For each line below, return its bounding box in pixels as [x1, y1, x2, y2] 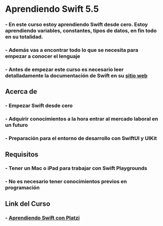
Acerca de [5, 87, 37, 96]
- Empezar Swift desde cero [5, 102, 73, 109]
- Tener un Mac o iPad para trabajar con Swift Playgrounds [5, 165, 148, 172]
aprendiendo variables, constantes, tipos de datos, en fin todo [5, 27, 157, 34]
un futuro [5, 122, 28, 129]
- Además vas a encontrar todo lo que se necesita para [5, 47, 139, 54]
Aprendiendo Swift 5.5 [5, 3, 99, 15]
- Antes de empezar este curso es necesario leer [5, 66, 124, 73]
